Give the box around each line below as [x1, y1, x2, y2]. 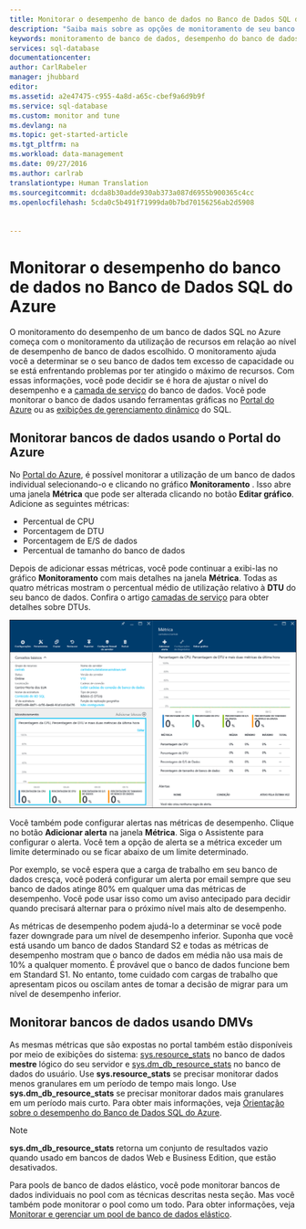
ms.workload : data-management [9, 150, 125, 159]
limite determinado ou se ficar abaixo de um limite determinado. [9, 846, 249, 857]
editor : [9, 82, 39, 91]
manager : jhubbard [9, 73, 79, 82]
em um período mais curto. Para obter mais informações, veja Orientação [9, 1097, 285, 1108]
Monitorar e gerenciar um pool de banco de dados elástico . [9, 1208, 232, 1219]
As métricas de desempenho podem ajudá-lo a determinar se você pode [9, 920, 282, 931]
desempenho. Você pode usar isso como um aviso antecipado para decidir [9, 893, 291, 904]
